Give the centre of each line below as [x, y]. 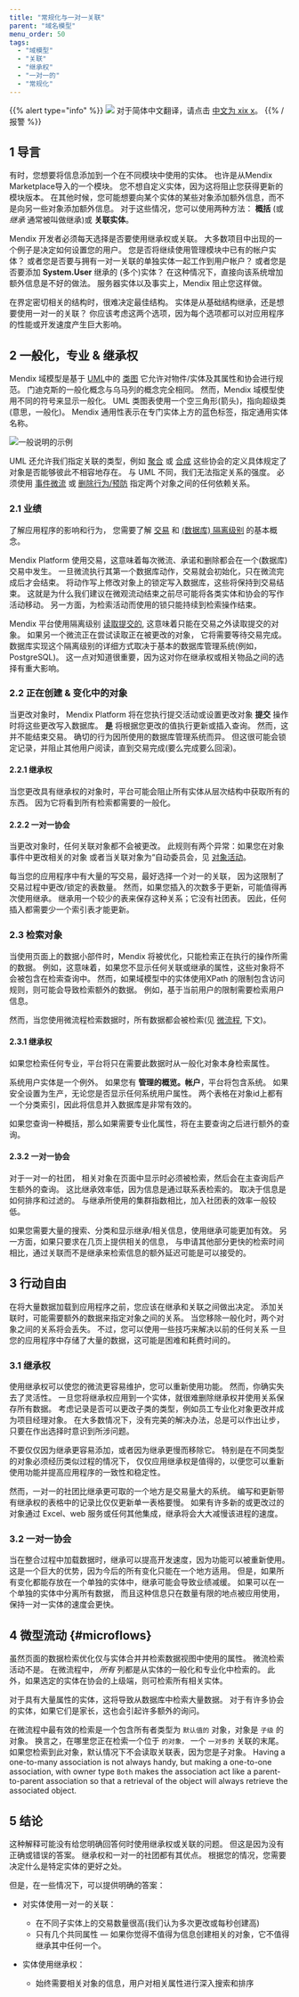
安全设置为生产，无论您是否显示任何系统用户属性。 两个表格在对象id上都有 [146, 1093]
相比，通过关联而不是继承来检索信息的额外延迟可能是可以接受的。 [130, 1253]
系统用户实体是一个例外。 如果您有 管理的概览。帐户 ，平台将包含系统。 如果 [149, 1082]
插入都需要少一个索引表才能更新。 [72, 909]
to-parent [27, 1781]
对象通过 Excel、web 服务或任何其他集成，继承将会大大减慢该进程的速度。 [146, 1514]
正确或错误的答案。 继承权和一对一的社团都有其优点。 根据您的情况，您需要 [148, 1854]
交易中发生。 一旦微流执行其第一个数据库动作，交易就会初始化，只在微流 [143, 571]
